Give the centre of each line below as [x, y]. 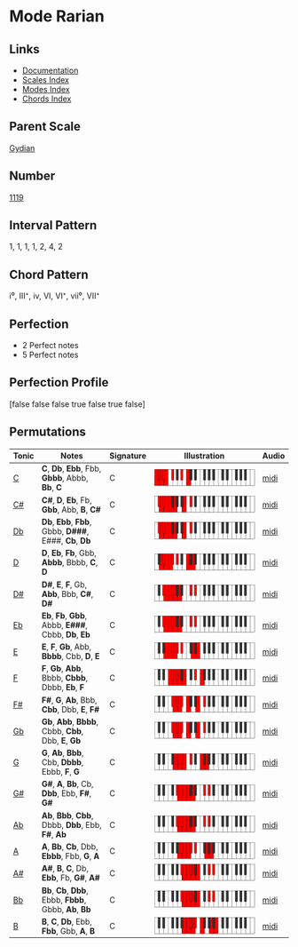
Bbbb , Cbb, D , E [71, 657]
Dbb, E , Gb [61, 740]
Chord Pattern [49, 274]
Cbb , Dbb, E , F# [71, 709]
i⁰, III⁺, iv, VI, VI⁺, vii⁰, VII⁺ [55, 296]
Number [32, 176]
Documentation [50, 70]
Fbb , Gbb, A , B [68, 931]
